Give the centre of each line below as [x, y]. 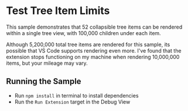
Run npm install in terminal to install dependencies [76, 95]
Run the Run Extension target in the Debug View [72, 102]
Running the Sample [44, 81]
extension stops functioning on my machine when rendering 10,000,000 [93, 57]
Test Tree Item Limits [58, 11]
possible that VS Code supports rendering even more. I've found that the [94, 50]
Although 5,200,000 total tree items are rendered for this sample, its [88, 44]
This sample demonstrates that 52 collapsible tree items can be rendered [94, 27]
